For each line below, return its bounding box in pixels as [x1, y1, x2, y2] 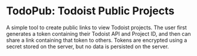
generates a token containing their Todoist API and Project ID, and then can [6, 30, 191, 37]
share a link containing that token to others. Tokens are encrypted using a [6, 36, 187, 43]
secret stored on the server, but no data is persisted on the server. [6, 43, 169, 50]
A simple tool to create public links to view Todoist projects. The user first [6, 24, 187, 31]
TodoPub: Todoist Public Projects [6, 4, 175, 18]
